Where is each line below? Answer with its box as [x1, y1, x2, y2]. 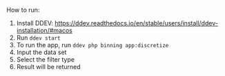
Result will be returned [16, 63, 81, 71]
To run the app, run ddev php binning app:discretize [16, 41, 169, 49]
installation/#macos [16, 27, 73, 34]
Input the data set [16, 48, 67, 56]
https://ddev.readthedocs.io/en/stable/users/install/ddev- [54, 19, 219, 27]
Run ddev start [16, 34, 61, 42]
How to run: [6, 6, 40, 14]
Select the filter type [16, 55, 75, 64]
